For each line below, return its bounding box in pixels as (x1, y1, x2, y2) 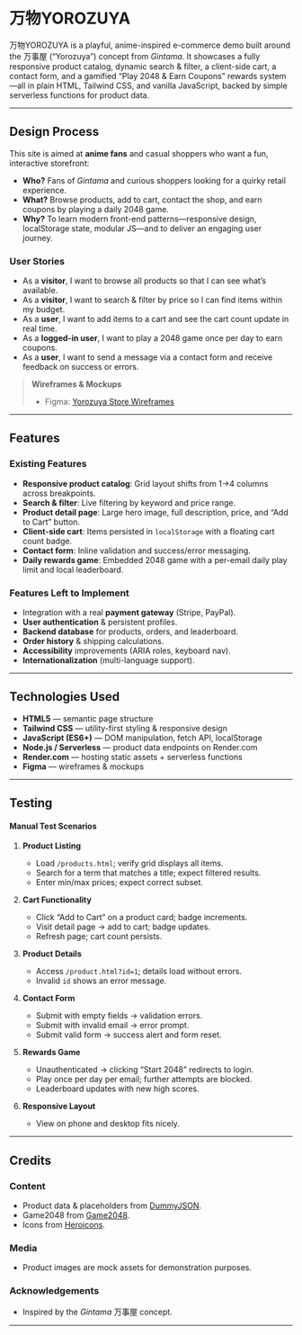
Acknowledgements (9, 1285, 100, 1297)
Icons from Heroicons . (22, 1220, 105, 1231)
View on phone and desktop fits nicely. (35, 1118, 180, 1129)
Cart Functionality (22, 894, 92, 905)
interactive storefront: (9, 157, 90, 168)
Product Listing (22, 840, 82, 851)
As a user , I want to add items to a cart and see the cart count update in (22, 314, 289, 325)
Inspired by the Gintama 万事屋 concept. (22, 1306, 173, 1317)
